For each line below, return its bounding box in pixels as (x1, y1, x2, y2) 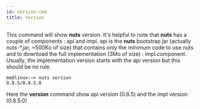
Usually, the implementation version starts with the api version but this (6, 57, 181, 64)
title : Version (6, 14, 45, 20)
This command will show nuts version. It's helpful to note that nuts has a (6, 31, 187, 38)
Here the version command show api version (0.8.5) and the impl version (6, 90, 188, 98)
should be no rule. (6, 63, 51, 70)
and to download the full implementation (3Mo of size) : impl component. (6, 50, 187, 57)
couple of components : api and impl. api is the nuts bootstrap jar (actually (6, 37, 192, 45)
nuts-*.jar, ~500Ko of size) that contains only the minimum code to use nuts (6, 43, 194, 51)
